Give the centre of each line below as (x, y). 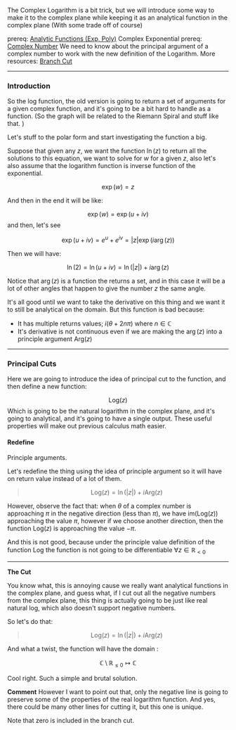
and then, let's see (34, 225)
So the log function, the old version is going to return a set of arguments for (117, 101)
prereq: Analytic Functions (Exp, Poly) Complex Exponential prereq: (105, 39)
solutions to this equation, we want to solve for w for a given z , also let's (112, 158)
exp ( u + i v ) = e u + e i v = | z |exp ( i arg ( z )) (118, 239)
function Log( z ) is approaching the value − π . (72, 529)
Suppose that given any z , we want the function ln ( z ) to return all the (107, 151)
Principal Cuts (32, 364)
